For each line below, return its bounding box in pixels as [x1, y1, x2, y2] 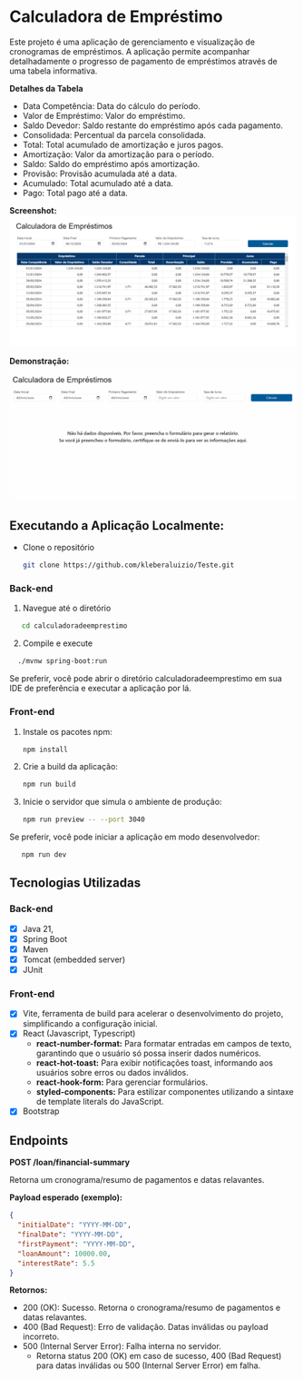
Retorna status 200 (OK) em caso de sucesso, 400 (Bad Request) [35, 1351, 282, 1362]
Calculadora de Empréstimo [9, 6, 223, 27]
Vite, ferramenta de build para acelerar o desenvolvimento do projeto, [22, 1008, 284, 1019]
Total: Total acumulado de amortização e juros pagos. [22, 139, 224, 150]
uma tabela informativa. [9, 65, 98, 76]
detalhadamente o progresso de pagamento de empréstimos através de [9, 55, 279, 66]
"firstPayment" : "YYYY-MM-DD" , [17, 1239, 136, 1248]
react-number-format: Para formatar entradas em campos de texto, [35, 1038, 292, 1049]
